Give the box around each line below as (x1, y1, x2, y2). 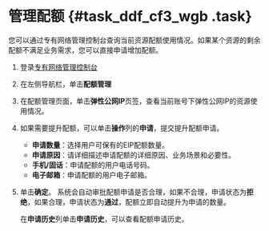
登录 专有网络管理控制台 (19, 62, 98, 72)
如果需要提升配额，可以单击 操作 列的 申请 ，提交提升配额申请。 (19, 123, 224, 133)
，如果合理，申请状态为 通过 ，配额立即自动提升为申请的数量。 (26, 197, 231, 206)
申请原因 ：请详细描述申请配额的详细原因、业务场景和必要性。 (31, 149, 236, 160)
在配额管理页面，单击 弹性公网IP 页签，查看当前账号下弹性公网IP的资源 (19, 96, 251, 106)
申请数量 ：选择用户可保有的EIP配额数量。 (31, 140, 170, 149)
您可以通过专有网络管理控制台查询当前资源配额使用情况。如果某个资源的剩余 (8, 35, 261, 45)
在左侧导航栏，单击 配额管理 (19, 79, 112, 89)
